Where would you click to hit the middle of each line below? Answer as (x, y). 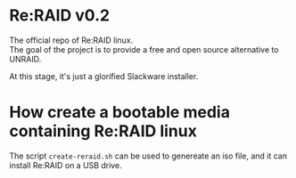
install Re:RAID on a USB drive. (66, 165)
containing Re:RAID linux (103, 131)
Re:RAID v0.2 (59, 16)
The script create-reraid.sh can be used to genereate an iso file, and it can (148, 156)
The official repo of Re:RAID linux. (71, 40)
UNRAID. (25, 59)
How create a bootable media (119, 113)
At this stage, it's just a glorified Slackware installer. (104, 76)
